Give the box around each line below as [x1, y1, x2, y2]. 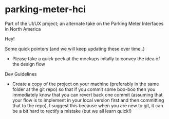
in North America [5, 26, 41, 32]
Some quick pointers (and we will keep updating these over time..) [5, 45, 145, 52]
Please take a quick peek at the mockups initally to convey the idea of [12, 55, 160, 62]
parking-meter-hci [5, 4, 86, 15]
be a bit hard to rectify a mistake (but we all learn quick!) [12, 108, 132, 114]
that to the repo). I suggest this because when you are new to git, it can [12, 102, 163, 108]
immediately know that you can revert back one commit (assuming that [12, 91, 163, 98]
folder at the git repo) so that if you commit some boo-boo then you [12, 86, 156, 92]
